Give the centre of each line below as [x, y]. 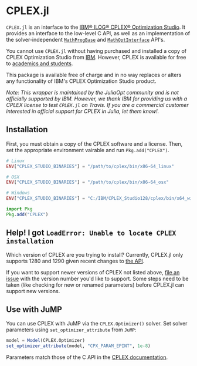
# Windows [18, 193]
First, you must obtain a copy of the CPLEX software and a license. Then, [94, 144]
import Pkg [19, 209]
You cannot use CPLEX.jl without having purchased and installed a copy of [96, 51]
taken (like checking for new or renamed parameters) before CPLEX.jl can [95, 285]
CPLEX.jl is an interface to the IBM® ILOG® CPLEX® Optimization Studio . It [96, 27]
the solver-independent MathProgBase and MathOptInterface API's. [86, 39]
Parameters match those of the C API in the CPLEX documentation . [87, 357]
